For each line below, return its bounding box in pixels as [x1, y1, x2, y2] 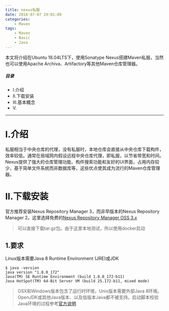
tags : [5, 26, 17, 31]
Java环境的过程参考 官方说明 [17, 300, 76, 306]
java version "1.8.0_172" [5, 270, 59, 275]
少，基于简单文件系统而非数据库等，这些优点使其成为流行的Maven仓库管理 [5, 165, 160, 171]
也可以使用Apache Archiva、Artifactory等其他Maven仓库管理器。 [5, 61, 141, 67]
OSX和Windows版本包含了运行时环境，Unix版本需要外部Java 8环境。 [17, 288, 162, 294]
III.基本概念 [12, 99, 36, 105]
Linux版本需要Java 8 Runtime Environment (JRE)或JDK [5, 255, 119, 261]
